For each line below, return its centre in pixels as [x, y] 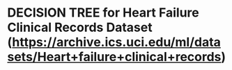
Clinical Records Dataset [80, 27]
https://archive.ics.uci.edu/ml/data [117, 42]
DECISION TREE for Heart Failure [103, 13]
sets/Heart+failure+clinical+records [114, 57]
